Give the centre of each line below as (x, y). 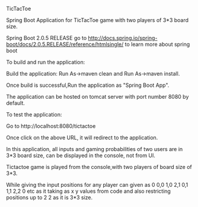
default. (16, 103)
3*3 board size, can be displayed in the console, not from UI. (81, 155)
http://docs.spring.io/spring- (123, 38)
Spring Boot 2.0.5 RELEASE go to (47, 38)
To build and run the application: (46, 62)
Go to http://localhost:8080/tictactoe (51, 126)
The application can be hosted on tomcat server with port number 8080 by (98, 97)
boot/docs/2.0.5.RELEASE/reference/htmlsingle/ (65, 44)
